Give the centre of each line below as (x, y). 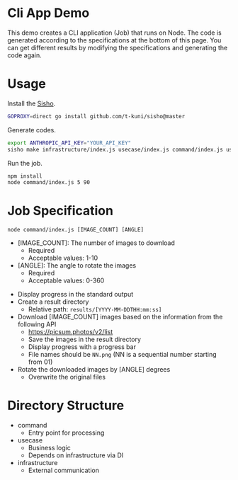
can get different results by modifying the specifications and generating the (118, 47)
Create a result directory (53, 302)
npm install (25, 176)
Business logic (49, 448)
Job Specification (60, 211)
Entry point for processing (66, 433)
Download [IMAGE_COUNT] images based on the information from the (120, 317)
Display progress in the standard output (75, 295)
